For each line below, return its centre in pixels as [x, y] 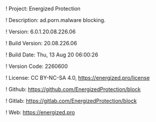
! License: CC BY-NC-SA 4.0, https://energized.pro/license [78, 78]
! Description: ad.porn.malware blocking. [56, 20]
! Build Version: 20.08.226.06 [41, 43]
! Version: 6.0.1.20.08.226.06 [41, 32]
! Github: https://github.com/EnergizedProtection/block [73, 89]
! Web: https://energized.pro [40, 112]
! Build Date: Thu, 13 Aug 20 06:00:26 [52, 55]
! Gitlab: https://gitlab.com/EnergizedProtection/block [71, 101]
